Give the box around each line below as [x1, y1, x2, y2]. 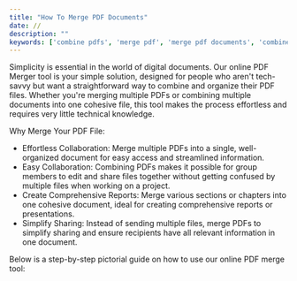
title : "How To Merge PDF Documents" [9, 12, 148, 22]
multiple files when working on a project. [21, 180, 171, 191]
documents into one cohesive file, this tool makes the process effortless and [9, 99, 287, 110]
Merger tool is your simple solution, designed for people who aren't [9, 72, 255, 82]
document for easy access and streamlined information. [60, 152, 265, 163]
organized [21, 152, 59, 163]
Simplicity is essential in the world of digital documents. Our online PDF [9, 62, 270, 72]
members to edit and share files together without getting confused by [21, 171, 276, 182]
